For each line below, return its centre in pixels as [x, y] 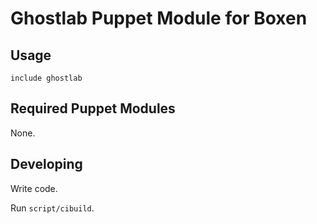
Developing [46, 164]
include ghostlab [46, 78]
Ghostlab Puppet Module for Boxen [159, 18]
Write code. [34, 188]
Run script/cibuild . [52, 208]
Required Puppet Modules [93, 108]
